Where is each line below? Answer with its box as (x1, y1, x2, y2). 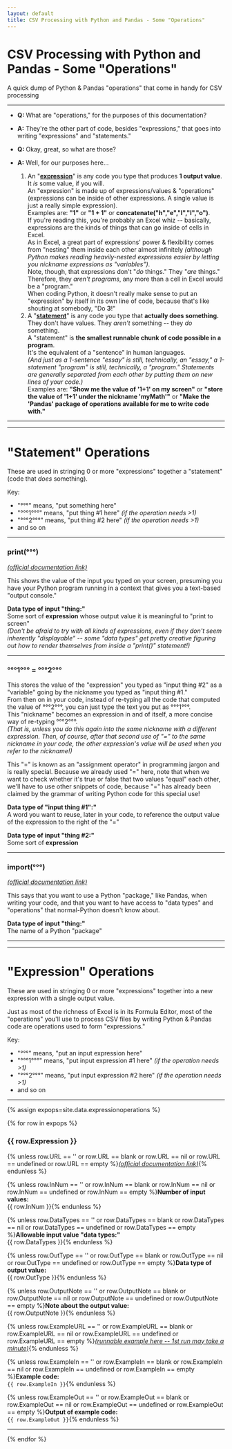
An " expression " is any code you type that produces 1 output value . (27, 172, 222, 181)
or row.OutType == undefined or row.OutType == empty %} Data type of (7, 1258, 212, 1266)
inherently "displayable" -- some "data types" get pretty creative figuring (7, 634, 216, 642)
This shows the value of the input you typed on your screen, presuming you (7, 576, 222, 584)
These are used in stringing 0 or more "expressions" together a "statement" (7, 468, 223, 476)
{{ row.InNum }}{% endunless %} (7, 1202, 101, 1210)
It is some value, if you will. (27, 179, 105, 187)
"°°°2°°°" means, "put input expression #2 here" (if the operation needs (17, 1071, 222, 1080)
